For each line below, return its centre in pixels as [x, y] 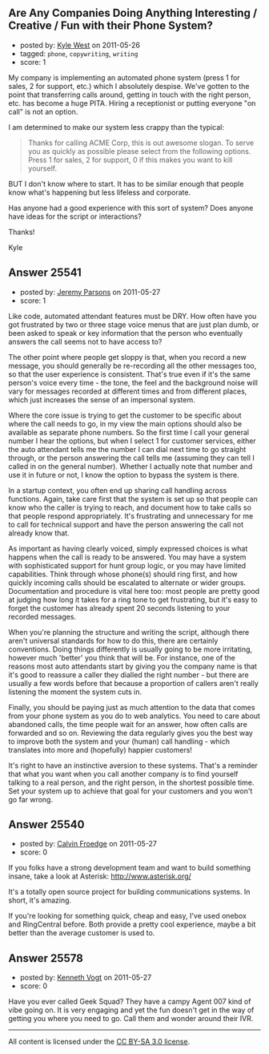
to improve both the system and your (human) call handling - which [119, 741]
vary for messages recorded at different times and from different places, [128, 391]
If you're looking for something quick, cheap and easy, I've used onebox [127, 916]
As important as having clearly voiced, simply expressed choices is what [128, 548]
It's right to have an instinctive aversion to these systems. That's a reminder [133, 765]
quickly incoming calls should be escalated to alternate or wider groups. [127, 582]
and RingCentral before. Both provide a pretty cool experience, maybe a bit [132, 924]
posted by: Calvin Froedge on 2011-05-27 [88, 844]
